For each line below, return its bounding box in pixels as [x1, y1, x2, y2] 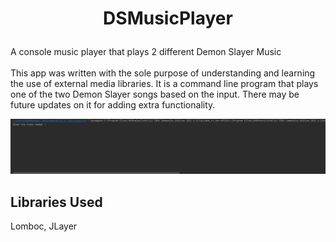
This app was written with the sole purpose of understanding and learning [10, 67, 316, 79]
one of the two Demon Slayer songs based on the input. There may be [10, 88, 300, 101]
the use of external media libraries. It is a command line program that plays [10, 78, 319, 90]
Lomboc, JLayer [10, 220, 78, 232]
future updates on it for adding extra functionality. [10, 99, 216, 111]
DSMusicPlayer [103, 7, 233, 30]
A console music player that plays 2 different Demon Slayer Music [10, 46, 282, 58]
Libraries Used [10, 193, 103, 211]
